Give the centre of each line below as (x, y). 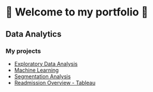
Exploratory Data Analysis (46, 64)
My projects (23, 51)
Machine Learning (36, 70)
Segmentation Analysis (42, 76)
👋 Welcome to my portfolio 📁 (77, 12)
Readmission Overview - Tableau (55, 83)
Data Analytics (34, 34)
